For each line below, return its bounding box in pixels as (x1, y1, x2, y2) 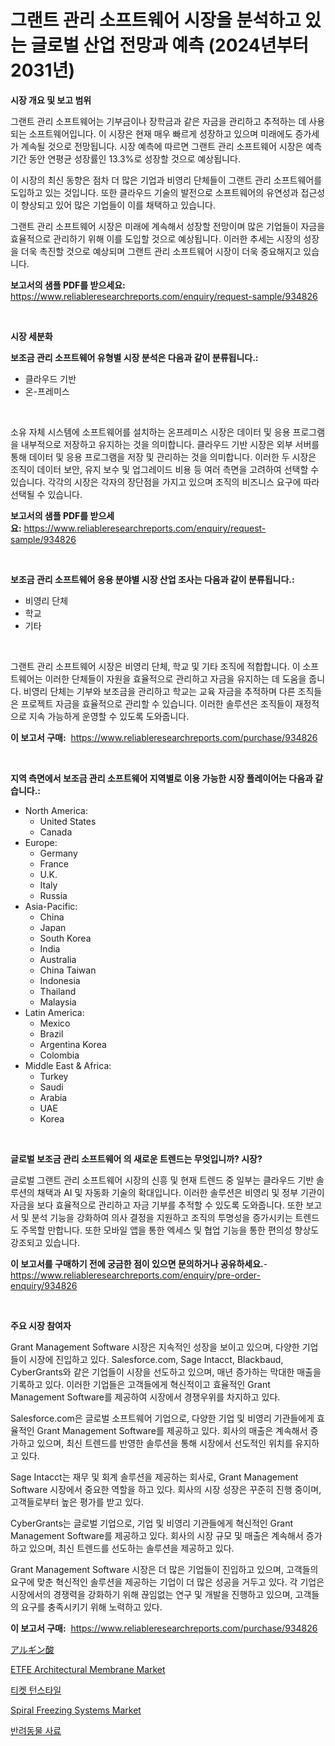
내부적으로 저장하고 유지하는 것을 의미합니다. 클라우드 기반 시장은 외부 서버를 (20, 438, 320, 450)
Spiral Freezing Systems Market (10, 1704, 142, 1716)
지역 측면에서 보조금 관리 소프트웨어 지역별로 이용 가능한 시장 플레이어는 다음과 (10, 772, 313, 784)
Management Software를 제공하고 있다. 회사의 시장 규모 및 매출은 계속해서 (10, 1529, 304, 1541)
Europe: (24, 836, 58, 848)
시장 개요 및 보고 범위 (10, 94, 92, 106)
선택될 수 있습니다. (10, 488, 83, 500)
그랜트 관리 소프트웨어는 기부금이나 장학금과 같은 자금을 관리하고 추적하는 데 (10, 115, 307, 127)
